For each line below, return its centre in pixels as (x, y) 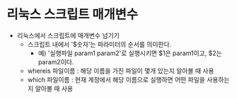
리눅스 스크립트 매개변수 (73, 14)
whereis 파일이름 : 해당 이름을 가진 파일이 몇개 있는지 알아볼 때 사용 (121, 71)
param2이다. (56, 62)
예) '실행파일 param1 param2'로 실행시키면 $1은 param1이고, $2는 (130, 53)
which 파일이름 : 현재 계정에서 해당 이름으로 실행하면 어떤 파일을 (116, 79)
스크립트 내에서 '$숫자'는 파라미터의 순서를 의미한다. (99, 44)
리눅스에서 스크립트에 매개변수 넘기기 (68, 35)
